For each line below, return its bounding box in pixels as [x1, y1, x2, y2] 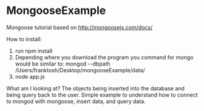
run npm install [15, 47, 53, 55]
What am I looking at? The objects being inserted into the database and [6, 84, 185, 92]
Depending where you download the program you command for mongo [15, 53, 194, 61]
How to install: [6, 35, 42, 42]
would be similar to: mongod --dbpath [15, 60, 110, 67]
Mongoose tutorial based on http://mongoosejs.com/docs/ [6, 24, 153, 31]
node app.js [15, 73, 45, 80]
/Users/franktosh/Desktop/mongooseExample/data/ [15, 66, 146, 73]
